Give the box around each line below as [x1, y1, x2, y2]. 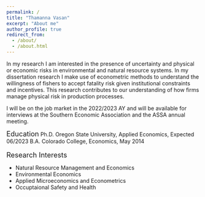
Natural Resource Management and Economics [15, 164, 135, 171]
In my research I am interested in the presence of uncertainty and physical [6, 60, 195, 68]
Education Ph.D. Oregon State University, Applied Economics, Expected [6, 129, 195, 138]
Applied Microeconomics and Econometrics [15, 177, 126, 184]
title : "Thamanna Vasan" [6, 15, 70, 21]
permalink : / [6, 9, 40, 15]
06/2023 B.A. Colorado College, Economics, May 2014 [6, 137, 145, 145]
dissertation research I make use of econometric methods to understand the [6, 73, 199, 80]
